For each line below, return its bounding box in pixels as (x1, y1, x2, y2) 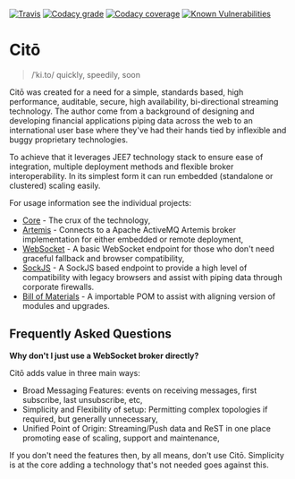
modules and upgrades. (21, 300, 110, 311)
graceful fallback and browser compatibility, (21, 252, 185, 263)
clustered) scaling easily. (9, 180, 101, 191)
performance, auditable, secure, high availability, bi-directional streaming (9, 96, 279, 107)
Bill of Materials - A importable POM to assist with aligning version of (21, 291, 275, 302)
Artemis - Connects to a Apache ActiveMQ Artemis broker (21, 224, 237, 235)
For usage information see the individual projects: (9, 197, 192, 208)
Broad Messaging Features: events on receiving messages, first (21, 385, 257, 396)
